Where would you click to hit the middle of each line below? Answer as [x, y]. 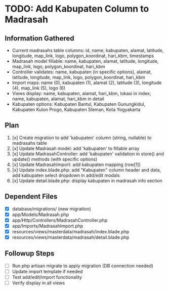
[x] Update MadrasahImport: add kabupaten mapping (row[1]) [76, 164]
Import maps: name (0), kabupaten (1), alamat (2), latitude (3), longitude [87, 82]
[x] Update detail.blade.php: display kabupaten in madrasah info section [87, 181]
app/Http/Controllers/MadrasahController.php [60, 220]
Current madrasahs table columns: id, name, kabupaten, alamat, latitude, [88, 50]
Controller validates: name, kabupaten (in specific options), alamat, [82, 72]
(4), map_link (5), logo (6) [39, 88]
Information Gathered [39, 38]
